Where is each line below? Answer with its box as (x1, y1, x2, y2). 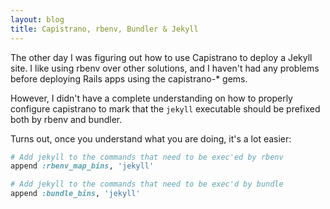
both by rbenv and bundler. (10, 113, 123, 125)
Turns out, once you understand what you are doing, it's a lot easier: (10, 132, 292, 145)
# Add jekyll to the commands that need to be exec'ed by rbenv (10, 152, 284, 162)
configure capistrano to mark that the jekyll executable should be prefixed (10, 102, 321, 115)
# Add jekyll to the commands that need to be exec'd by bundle (10, 179, 284, 190)
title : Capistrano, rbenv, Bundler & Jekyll (10, 24, 199, 34)
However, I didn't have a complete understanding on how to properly (10, 92, 293, 104)
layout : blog (10, 14, 65, 25)
